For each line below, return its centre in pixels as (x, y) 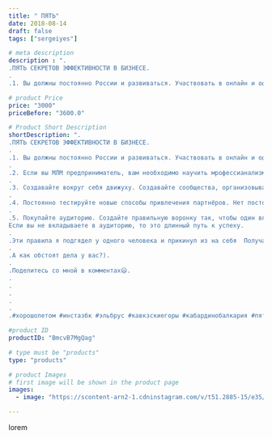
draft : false (30, 31)
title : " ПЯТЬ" (34, 16)
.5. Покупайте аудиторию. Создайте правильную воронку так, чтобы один (132, 218)
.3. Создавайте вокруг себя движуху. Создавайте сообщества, (114, 188)
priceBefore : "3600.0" (47, 113)
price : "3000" (32, 105)
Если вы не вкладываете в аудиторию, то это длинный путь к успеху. (126, 225)
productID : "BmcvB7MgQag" (52, 338)
